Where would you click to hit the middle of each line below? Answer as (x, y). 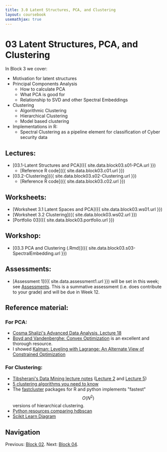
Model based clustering (45, 121)
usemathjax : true (23, 19)
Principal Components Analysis (45, 84)
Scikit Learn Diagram (34, 416)
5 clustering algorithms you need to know (56, 384)
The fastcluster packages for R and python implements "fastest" (79, 389)
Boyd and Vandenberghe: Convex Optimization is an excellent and (81, 338)
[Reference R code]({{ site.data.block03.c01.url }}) (72, 171)
